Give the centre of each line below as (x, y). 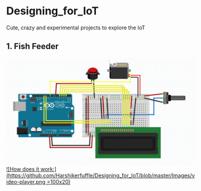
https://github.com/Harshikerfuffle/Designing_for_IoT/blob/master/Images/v (101, 175)
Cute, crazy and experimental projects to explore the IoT (76, 28)
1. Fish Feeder (32, 46)
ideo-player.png (26, 182)
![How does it (23, 169)
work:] (49, 169)
